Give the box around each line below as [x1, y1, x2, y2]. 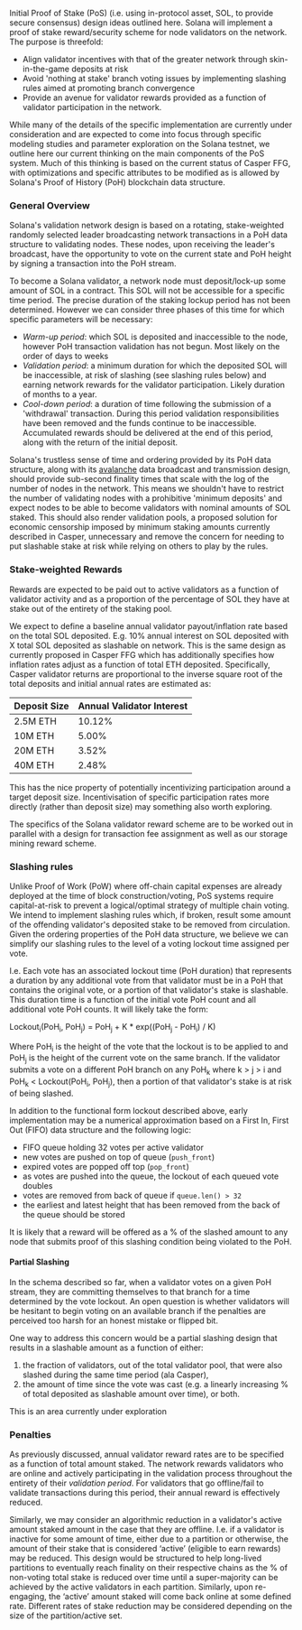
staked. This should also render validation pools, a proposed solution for [9, 512, 278, 523]
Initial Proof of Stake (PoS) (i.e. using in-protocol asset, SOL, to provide [9, 8, 273, 18]
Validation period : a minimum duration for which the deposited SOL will [22, 360, 288, 371]
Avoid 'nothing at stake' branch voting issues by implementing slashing [22, 73, 287, 84]
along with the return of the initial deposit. [22, 437, 178, 448]
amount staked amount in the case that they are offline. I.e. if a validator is [9, 1524, 285, 1535]
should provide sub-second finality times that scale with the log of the [9, 474, 270, 485]
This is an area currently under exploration [9, 1406, 168, 1417]
